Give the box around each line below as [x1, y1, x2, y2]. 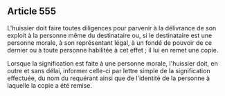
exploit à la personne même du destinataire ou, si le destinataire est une [7, 31, 213, 39]
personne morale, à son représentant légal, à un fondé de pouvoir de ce [7, 38, 213, 47]
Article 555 [7, 6, 57, 17]
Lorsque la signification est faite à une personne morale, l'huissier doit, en [7, 59, 218, 68]
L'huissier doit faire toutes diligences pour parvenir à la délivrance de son [7, 23, 217, 32]
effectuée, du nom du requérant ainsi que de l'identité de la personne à [7, 74, 210, 82]
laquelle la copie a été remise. [7, 81, 92, 89]
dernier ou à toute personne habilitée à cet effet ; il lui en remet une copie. [7, 46, 219, 54]
